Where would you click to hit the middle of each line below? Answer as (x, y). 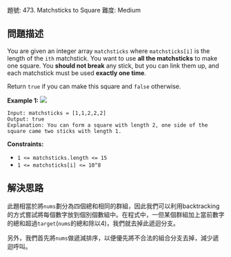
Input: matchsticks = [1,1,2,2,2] (57, 113)
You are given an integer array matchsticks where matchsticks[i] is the (109, 51)
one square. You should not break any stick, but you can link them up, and (113, 65)
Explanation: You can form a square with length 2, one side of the (108, 125)
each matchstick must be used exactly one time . (77, 73)
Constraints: (26, 144)
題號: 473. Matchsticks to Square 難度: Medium (74, 10)
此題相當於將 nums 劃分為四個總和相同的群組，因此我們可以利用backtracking (113, 206)
